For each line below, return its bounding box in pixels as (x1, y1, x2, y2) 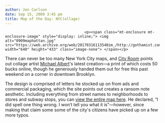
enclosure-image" (5, 34, 41, 39)
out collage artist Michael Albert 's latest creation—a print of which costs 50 (5, 61, 158, 67)
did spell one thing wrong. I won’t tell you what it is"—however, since (5, 102, 144, 108)
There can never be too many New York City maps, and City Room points (5, 56, 153, 61)
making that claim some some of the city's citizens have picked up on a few (5, 107, 159, 113)
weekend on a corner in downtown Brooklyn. (5, 71, 96, 77)
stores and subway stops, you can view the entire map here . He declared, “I (5, 96, 159, 102)
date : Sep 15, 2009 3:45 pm (5, 12, 63, 17)
